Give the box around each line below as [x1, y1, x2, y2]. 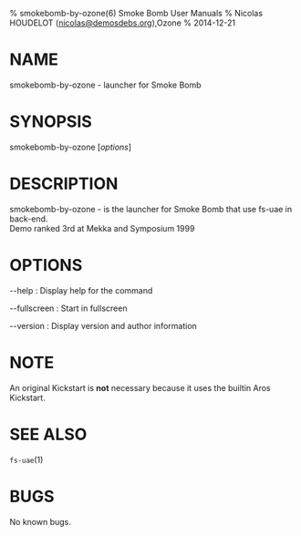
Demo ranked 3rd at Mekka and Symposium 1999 [9, 222, 195, 233]
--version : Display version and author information [9, 320, 198, 331]
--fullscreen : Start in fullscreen [9, 303, 128, 314]
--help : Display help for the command [9, 284, 153, 295]
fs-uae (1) [9, 454, 44, 465]
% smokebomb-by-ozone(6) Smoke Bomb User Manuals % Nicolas [9, 8, 263, 18]
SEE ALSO [9, 424, 88, 445]
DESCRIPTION [9, 173, 119, 194]
